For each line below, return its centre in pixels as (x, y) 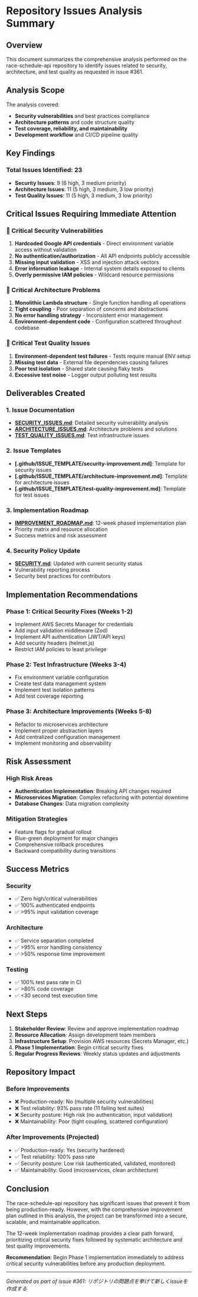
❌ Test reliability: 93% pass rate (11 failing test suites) (79, 1108)
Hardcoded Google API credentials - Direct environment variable (94, 243)
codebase (27, 328)
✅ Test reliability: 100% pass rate (55, 1157)
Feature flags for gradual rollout (53, 831)
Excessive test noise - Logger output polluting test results (86, 375)
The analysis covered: (33, 104)
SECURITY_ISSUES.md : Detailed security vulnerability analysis (91, 423)
